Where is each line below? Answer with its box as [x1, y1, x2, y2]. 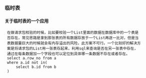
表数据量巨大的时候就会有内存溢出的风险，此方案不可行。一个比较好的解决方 [6, 41, 141, 46]
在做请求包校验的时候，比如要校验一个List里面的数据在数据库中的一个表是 [6, 30, 139, 35]
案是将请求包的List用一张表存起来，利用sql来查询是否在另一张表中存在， [6, 46, 138, 51]
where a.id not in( [6, 60, 48, 65]
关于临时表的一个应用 [4, 17, 48, 23]
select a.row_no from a [6, 56, 56, 61]
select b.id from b [15, 64, 56, 69]
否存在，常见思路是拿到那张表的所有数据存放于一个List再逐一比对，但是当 [6, 35, 139, 40]
